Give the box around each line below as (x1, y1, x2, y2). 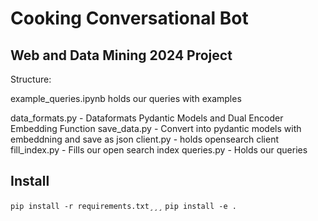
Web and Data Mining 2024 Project (10, 47, 233, 64)
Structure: (10, 73, 52, 85)
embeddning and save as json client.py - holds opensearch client (10, 133, 279, 145)
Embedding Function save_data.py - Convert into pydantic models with (10, 123, 302, 134)
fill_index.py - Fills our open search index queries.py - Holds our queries (10, 144, 308, 156)
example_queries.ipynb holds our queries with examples (10, 93, 242, 104)
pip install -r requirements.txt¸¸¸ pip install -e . (10, 201, 237, 211)
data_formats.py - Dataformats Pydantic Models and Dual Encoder (10, 112, 284, 124)
